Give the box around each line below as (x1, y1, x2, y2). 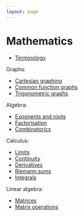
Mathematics (6, 34, 73, 48)
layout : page (6, 8, 39, 15)
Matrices (14, 197, 37, 204)
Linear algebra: (6, 185, 43, 192)
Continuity (14, 155, 41, 162)
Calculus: (6, 137, 29, 144)
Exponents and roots (14, 112, 66, 120)
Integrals (14, 174, 37, 181)
